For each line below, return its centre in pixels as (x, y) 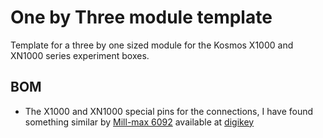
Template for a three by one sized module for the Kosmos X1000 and (152, 45)
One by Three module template (141, 17)
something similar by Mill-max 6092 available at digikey (139, 122)
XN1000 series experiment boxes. (80, 55)
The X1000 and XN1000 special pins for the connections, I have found (169, 111)
